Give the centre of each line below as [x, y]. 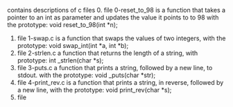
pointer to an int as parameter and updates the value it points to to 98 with [113, 17]
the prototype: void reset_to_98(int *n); [62, 25]
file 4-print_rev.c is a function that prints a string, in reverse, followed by [120, 82]
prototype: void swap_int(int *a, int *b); [73, 46]
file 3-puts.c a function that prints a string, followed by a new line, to [115, 68]
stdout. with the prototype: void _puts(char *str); [86, 75]
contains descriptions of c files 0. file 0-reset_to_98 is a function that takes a [116, 10]
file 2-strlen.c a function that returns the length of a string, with [107, 53]
